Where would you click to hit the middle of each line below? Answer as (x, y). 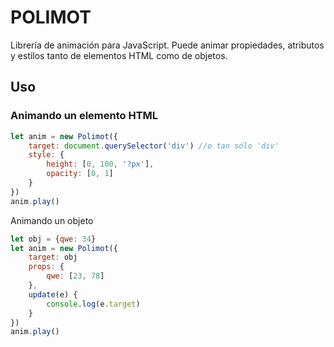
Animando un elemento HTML (84, 116)
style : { (46, 155)
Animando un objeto (52, 220)
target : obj (53, 257)
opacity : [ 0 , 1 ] (80, 174)
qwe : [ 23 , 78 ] (75, 276)
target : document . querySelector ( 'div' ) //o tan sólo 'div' (154, 146)
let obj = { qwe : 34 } (53, 239)
